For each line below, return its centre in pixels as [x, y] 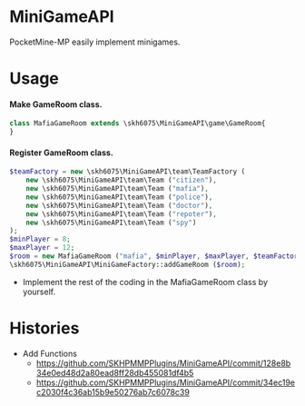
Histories [44, 328]
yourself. [39, 292]
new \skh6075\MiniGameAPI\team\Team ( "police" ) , [119, 197]
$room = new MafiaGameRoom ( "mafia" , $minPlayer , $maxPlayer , [129, 256]
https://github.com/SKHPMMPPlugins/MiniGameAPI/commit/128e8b [163, 363]
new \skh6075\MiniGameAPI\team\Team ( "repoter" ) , [122, 214]
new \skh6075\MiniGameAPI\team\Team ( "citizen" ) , [122, 180]
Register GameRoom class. [61, 153]
